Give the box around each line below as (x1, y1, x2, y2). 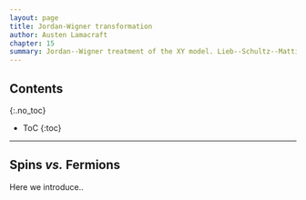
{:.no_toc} (9, 105, 46, 115)
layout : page (9, 13, 59, 23)
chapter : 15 (9, 38, 55, 48)
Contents (9, 81, 64, 96)
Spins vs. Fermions (9, 157, 121, 173)
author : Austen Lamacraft (9, 30, 107, 39)
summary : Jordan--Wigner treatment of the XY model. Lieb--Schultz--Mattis (9, 47, 303, 56)
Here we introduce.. (9, 181, 84, 192)
